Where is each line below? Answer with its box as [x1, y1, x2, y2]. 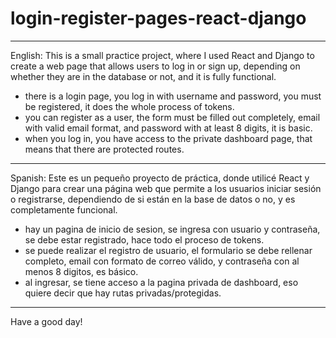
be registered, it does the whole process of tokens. [24, 100, 235, 112]
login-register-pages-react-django [10, 7, 307, 30]
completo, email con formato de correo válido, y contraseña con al [24, 255, 300, 267]
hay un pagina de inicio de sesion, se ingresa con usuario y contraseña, [24, 223, 321, 235]
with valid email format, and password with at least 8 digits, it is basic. [24, 122, 313, 134]
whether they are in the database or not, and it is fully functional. [10, 70, 277, 82]
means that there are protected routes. [24, 143, 185, 155]
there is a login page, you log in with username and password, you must [24, 90, 322, 102]
